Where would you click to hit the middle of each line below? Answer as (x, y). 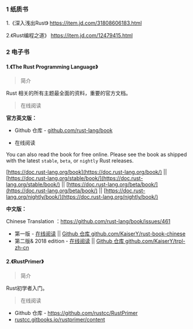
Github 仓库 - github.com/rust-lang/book (63, 130)
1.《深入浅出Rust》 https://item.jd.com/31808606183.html (74, 23)
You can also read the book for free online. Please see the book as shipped (96, 155)
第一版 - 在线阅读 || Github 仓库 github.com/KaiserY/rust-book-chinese (100, 234)
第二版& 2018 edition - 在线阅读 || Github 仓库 (69, 241)
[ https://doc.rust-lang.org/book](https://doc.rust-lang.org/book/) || (87, 172)
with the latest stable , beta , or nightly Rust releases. (70, 161)
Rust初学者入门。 (27, 288)
